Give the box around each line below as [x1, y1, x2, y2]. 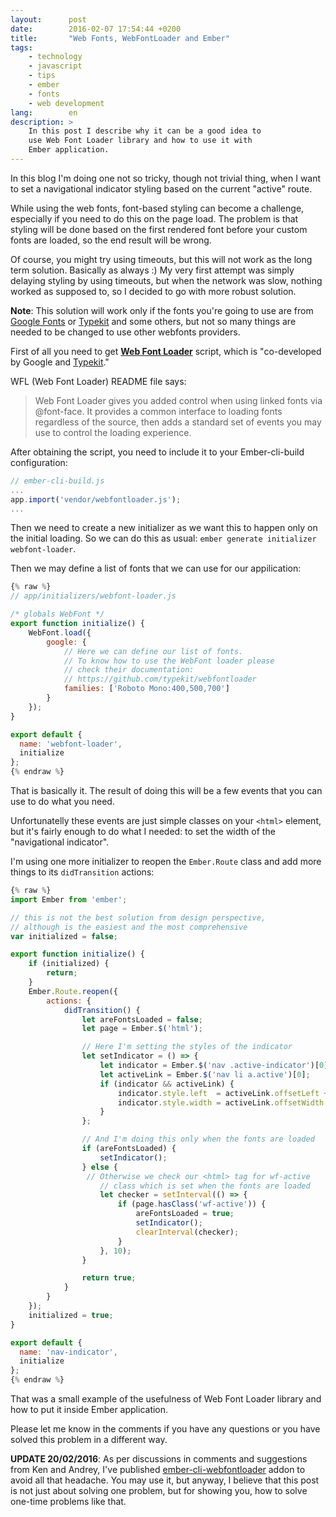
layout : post [10, 14, 87, 25]
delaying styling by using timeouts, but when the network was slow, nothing [10, 274, 323, 286]
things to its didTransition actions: [10, 866, 155, 878]
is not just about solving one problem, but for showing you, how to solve [10, 1485, 308, 1496]
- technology [28, 52, 83, 62]
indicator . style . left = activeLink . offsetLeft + [117, 1088, 329, 1098]
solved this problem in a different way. [10, 1434, 168, 1445]
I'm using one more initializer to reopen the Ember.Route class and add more [10, 856, 322, 867]
